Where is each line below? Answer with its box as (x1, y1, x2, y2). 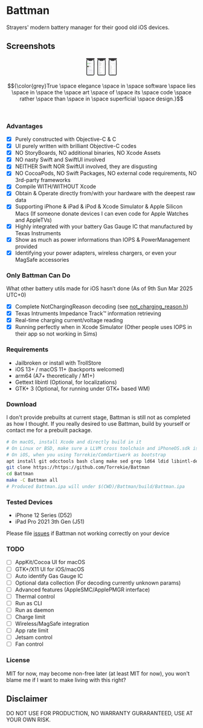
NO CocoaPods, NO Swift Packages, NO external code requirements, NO (14, 170, 197, 177)
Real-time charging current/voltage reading (14, 317, 123, 324)
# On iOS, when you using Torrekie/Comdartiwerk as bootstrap (6, 452, 166, 458)
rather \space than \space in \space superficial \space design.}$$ (19, 95, 184, 102)
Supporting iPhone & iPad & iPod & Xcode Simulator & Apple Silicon (14, 203, 183, 210)
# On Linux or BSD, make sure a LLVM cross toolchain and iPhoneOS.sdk (6, 445, 190, 451)
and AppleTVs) (14, 216, 53, 224)
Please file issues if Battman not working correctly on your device (6, 530, 170, 537)
